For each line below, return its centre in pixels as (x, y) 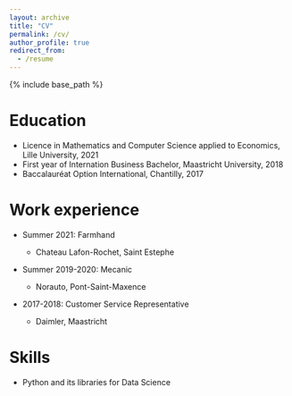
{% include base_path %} (56, 84)
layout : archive (39, 17)
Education (48, 121)
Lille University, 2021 (60, 155)
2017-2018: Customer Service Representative (105, 304)
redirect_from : (38, 51)
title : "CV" (31, 26)
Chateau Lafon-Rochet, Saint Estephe (105, 252)
